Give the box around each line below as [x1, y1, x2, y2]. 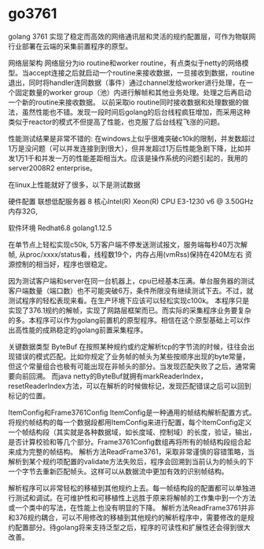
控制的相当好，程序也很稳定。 [14, 259, 112, 269]
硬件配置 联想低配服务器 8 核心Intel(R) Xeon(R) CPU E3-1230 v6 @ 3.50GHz [8, 196, 254, 206]
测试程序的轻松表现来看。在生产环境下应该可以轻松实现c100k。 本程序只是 [8, 295, 250, 305]
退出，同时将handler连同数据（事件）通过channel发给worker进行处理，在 [8, 78, 246, 87]
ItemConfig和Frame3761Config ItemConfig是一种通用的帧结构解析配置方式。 [8, 408, 256, 417]
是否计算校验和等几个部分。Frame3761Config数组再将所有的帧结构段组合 [8, 437, 245, 446]
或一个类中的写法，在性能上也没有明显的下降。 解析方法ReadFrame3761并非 [8, 503, 255, 512]
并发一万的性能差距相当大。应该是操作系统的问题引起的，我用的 [41, 153, 248, 163]
